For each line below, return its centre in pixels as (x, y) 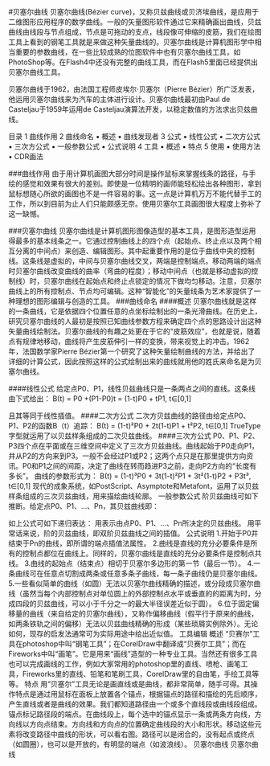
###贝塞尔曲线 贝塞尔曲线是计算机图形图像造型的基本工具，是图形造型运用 (132, 231)
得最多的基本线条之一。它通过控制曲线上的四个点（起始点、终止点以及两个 (131, 241)
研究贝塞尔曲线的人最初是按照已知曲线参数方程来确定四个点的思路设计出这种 (135, 321)
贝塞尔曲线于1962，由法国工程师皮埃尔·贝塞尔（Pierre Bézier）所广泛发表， (134, 89)
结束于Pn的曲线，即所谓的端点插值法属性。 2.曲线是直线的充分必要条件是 (129, 543)
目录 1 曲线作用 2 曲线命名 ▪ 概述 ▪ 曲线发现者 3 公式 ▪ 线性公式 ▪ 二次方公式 (135, 136)
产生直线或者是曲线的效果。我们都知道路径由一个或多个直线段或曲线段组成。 (135, 704)
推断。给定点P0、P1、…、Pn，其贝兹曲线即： (84, 506)
